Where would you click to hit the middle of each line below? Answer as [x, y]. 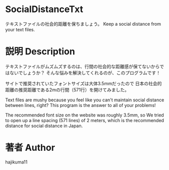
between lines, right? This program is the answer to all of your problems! [81, 105]
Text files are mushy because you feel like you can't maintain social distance [85, 100]
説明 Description [40, 52]
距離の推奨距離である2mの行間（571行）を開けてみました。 [67, 90]
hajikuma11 [16, 162]
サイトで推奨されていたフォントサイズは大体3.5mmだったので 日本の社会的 [84, 83]
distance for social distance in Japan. [44, 126]
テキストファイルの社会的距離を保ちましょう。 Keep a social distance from [83, 24]
